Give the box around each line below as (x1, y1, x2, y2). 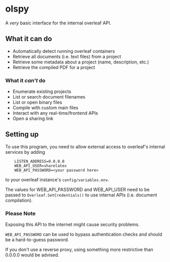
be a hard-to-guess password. (5, 237, 70, 243)
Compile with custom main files (12, 105, 79, 111)
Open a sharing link (12, 115, 54, 122)
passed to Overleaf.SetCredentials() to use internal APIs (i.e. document (5, 191, 157, 198)
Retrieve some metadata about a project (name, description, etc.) (12, 59, 149, 65)
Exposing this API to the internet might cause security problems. (5, 221, 140, 227)
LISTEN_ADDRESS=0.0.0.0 (14, 158, 65, 164)
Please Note (5, 210, 36, 217)
